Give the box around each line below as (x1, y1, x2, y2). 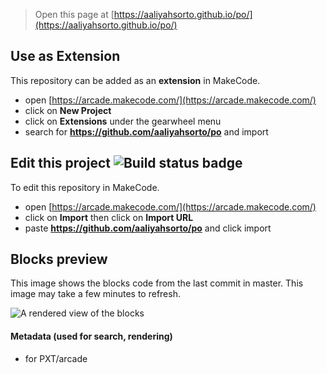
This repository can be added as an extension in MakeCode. (10, 74, 261, 86)
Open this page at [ (34, 9, 115, 20)
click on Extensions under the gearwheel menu (24, 115, 222, 127)
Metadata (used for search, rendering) (10, 330, 173, 343)
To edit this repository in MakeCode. (10, 181, 160, 193)
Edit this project (10, 155, 111, 172)
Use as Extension (10, 48, 121, 65)
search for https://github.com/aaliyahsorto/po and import (24, 125, 269, 138)
